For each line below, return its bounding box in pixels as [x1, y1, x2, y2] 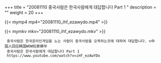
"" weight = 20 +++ [4, 10, 44, 16]
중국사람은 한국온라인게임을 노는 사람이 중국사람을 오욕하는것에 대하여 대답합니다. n [6, 39, 151, 44]
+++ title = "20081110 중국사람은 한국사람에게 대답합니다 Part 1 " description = [4, 4, 157, 10]
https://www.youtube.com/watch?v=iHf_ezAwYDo [6, 53, 100, 58]
